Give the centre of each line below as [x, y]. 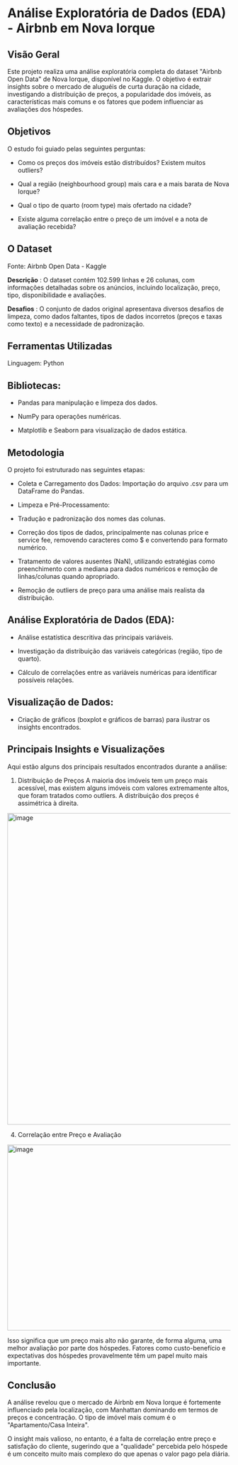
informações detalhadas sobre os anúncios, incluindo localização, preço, [114, 287]
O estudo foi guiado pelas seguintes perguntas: [76, 149]
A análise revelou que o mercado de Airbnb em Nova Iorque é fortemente [114, 1402]
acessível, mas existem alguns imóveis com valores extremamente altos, [123, 788]
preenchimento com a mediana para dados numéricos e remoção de [118, 569]
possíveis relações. [46, 680]
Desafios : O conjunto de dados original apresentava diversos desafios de [116, 309]
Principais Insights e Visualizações [86, 749]
